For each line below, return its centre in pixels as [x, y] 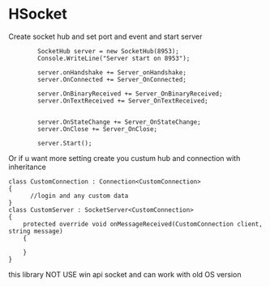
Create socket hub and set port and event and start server [105, 36]
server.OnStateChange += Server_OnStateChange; [119, 122]
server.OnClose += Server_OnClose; [98, 129]
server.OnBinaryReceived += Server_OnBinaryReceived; [130, 94]
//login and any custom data [79, 196]
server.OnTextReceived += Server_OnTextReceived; [123, 101]
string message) [36, 231]
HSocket [38, 14]
